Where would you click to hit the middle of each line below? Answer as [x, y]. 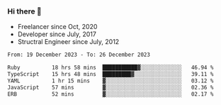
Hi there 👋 [25, 11]
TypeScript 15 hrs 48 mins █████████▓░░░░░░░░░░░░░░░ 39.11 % [110, 74]
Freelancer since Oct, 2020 [57, 27]
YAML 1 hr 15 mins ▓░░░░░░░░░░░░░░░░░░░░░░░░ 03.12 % [110, 81]
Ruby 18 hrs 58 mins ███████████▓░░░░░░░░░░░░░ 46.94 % [110, 68]
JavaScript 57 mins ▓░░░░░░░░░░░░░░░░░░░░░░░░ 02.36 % [110, 87]
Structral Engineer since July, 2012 [68, 42]
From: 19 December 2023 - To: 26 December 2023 [79, 55]
